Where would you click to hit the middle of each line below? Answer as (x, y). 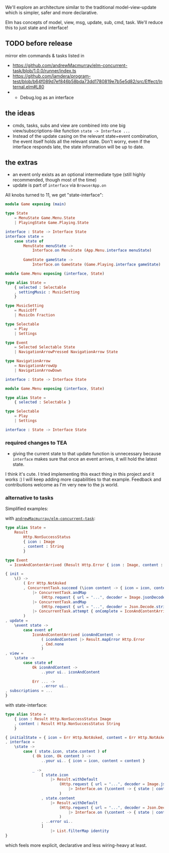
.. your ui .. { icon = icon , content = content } (93, 761)
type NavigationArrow (28, 361)
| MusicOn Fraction (35, 315)
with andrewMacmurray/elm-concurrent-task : (50, 519)
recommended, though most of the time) (55, 180)
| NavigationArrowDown (38, 370)
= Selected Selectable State (45, 347)
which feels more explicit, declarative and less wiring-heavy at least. (76, 845)
